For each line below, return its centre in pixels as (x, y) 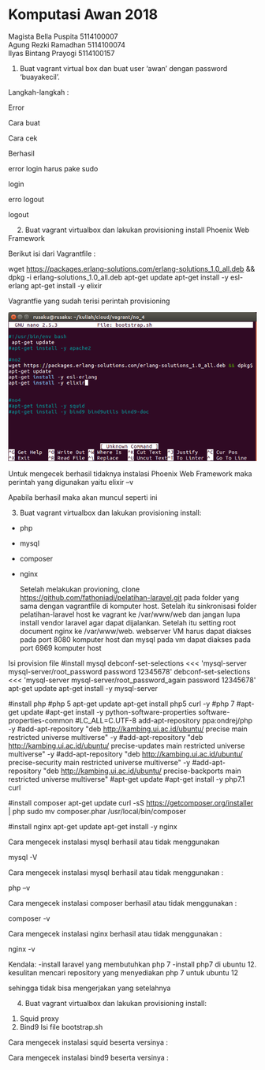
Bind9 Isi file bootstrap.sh (61, 1027)
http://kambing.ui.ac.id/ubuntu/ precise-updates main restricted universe (127, 745)
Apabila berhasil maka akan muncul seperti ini (83, 497)
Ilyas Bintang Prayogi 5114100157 (62, 53)
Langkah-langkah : (39, 92)
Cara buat (24, 122)
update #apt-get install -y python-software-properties (109, 711)
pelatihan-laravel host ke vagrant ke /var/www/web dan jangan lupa (130, 614)
